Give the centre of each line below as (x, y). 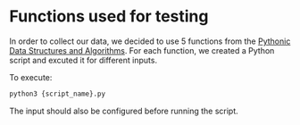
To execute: (31, 77)
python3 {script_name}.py (57, 94)
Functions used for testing (109, 17)
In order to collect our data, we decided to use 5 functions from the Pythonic (150, 41)
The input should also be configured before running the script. (124, 111)
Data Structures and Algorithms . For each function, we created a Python (142, 50)
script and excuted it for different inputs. (83, 60)
